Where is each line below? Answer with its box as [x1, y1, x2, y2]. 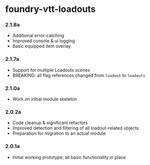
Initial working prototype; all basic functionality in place [12, 154, 126, 160]
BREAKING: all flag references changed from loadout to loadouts [12, 72, 146, 78]
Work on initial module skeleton [12, 96, 77, 102]
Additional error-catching [12, 32, 65, 38]
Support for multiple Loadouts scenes [12, 67, 90, 73]
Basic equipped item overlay [12, 43, 71, 49]
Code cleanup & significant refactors [12, 120, 88, 126]
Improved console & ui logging [12, 38, 75, 44]
